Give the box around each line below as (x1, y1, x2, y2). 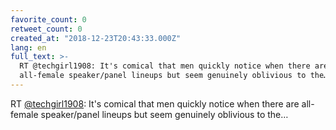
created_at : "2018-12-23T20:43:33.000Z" (10, 33, 182, 43)
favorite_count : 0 (10, 14, 87, 25)
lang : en (10, 42, 47, 53)
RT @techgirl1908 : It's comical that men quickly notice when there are (10, 97, 300, 110)
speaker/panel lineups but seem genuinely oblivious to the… (40, 108, 289, 120)
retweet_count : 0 (10, 24, 83, 34)
